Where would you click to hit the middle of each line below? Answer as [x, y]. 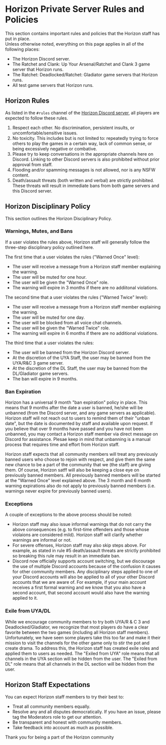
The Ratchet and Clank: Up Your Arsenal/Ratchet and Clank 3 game [81, 64]
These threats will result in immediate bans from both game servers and [86, 186]
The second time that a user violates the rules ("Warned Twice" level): [77, 297]
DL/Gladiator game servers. [40, 373]
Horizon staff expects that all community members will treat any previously [82, 454]
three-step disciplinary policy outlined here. [50, 247]
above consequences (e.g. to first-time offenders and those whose [81, 530]
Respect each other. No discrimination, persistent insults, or [73, 127]
